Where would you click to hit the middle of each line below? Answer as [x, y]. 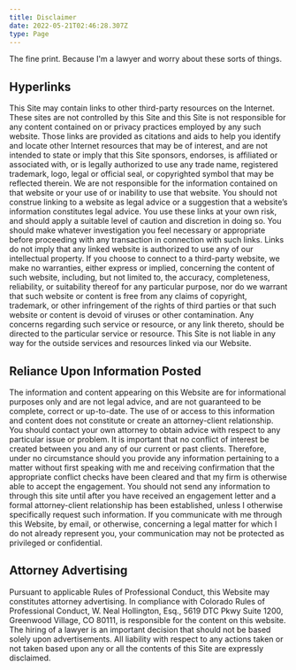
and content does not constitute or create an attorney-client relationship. [141, 420]
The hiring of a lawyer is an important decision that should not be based [140, 629]
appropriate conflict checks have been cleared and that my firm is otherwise [148, 477]
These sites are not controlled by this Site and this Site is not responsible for [148, 118]
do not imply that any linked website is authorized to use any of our [131, 250]
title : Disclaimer [43, 17]
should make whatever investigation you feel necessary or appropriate [137, 230]
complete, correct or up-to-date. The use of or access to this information [142, 411]
